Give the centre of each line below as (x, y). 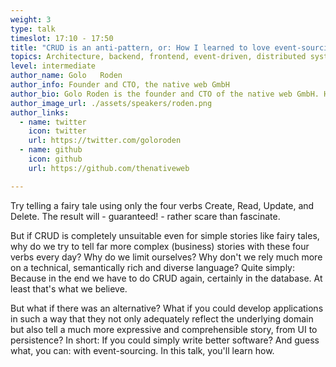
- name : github (51, 150)
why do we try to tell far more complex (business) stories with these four (160, 246)
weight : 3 (31, 19)
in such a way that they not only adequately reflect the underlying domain (162, 318)
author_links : (40, 112)
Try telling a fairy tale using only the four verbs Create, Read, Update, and (162, 205)
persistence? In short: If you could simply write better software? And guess (165, 340)
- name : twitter (53, 122)
